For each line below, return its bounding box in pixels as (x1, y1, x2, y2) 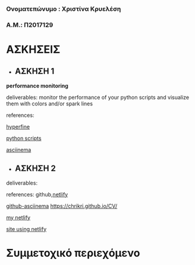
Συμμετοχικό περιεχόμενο (6, 246, 140, 260)
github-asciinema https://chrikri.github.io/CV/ (6, 202, 118, 210)
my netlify (6, 214, 31, 221)
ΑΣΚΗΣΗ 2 (14, 163, 56, 174)
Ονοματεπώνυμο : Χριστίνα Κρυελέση (6, 5, 121, 13)
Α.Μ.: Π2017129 (6, 20, 54, 29)
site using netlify (6, 225, 47, 232)
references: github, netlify (6, 191, 68, 198)
